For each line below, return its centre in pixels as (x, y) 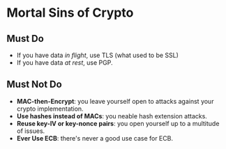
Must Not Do (34, 85)
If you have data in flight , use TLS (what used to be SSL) (98, 55)
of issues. (31, 131)
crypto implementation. (50, 109)
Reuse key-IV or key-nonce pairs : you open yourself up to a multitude (118, 123)
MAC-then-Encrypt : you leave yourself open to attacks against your (115, 101)
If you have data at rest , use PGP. (65, 63)
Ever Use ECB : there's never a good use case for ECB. (95, 138)
